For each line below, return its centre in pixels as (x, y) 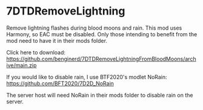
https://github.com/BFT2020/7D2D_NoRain (60, 83)
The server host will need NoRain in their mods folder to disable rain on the (100, 95)
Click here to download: (36, 52)
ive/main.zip (22, 65)
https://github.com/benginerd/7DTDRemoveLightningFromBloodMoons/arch (101, 59)
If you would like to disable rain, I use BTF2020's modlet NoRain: (87, 77)
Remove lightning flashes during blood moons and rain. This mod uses (94, 28)
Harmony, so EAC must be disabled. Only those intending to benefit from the (102, 34)
